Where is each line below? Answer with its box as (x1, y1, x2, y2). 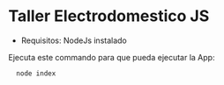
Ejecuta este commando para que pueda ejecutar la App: (8, 52, 215, 62)
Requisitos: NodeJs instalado (20, 35, 127, 46)
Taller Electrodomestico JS (8, 6, 210, 26)
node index (16, 68, 56, 78)
